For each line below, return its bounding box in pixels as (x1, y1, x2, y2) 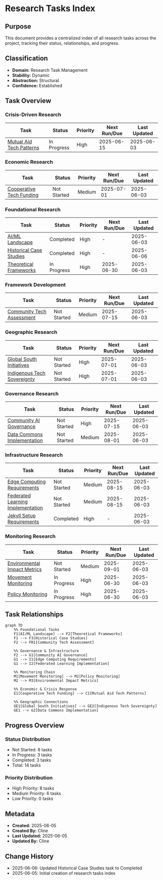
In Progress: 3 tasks (12, 752, 52, 758)
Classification (5, 54, 48, 63)
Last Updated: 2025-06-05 (12, 833, 67, 839)
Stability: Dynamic (12, 72, 50, 78)
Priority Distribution (5, 775, 53, 781)
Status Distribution (5, 736, 51, 743)
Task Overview (5, 97, 51, 105)
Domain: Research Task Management (12, 67, 88, 73)
